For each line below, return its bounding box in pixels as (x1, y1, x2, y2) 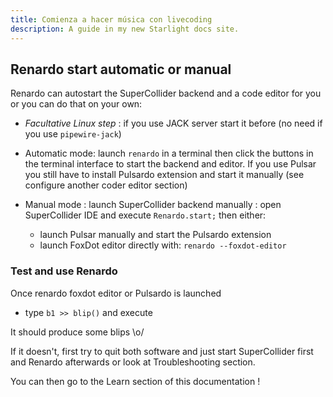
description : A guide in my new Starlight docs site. (10, 24, 240, 34)
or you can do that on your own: (10, 98, 143, 110)
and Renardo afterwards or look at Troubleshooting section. (10, 356, 256, 368)
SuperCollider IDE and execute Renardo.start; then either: (24, 209, 267, 221)
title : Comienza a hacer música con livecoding (10, 14, 213, 25)
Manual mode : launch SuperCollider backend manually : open (24, 199, 282, 211)
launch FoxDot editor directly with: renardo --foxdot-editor (39, 239, 287, 251)
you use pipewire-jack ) (24, 128, 122, 140)
